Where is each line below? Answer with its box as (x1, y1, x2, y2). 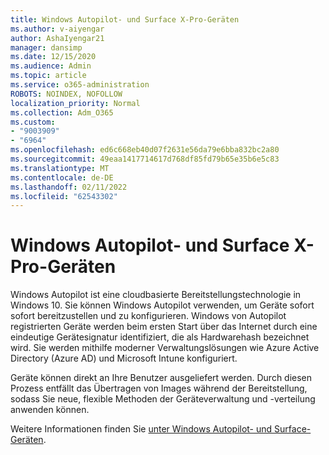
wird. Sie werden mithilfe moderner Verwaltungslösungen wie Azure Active (10, 342, 320, 354)
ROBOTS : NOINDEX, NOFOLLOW (10, 89, 123, 99)
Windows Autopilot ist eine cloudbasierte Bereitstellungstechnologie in (10, 289, 302, 301)
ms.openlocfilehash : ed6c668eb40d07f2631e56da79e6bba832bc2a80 (10, 145, 280, 155)
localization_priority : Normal (10, 98, 141, 108)
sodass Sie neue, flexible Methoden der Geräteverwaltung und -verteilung (10, 393, 316, 405)
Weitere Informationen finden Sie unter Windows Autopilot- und (10, 423, 273, 435)
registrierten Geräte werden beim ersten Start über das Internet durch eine (10, 321, 318, 333)
